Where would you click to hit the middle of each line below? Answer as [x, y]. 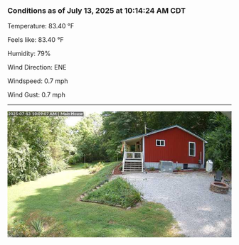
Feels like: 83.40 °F [36, 40]
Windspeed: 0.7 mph [38, 81]
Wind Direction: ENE [37, 67]
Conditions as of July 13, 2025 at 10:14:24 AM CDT [97, 11]
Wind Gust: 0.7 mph [36, 95]
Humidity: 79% [29, 54]
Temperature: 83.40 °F [41, 26]
